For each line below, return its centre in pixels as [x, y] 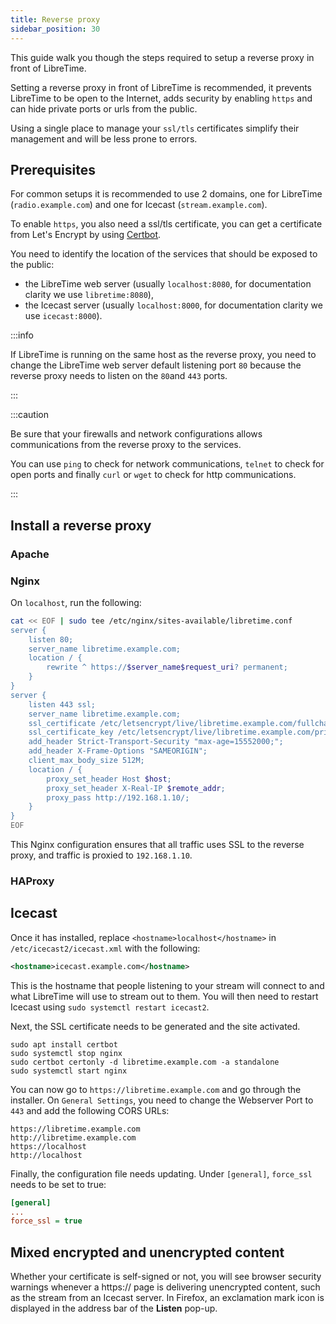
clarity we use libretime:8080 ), [89, 295]
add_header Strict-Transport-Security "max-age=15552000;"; [156, 742]
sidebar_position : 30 [55, 29]
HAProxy [32, 881]
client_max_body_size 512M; [86, 761]
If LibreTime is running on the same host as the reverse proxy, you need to [163, 355]
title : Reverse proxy [55, 19]
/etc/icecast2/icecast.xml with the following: [105, 948]
